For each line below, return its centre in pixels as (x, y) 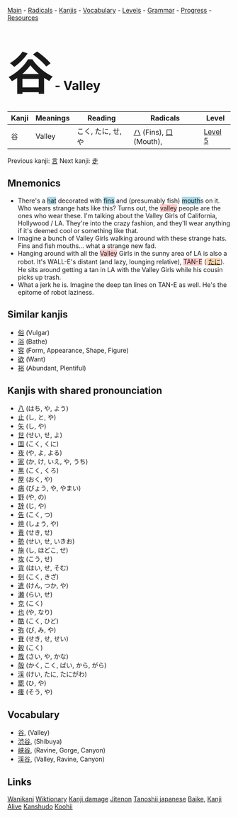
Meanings (52, 118)
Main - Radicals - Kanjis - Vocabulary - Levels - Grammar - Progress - (110, 10)
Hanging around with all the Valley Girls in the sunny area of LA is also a (122, 253)
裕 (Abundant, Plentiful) (52, 368)
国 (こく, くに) (38, 444)
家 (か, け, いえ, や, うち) (53, 462)
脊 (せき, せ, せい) (43, 639)
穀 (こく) (30, 648)
